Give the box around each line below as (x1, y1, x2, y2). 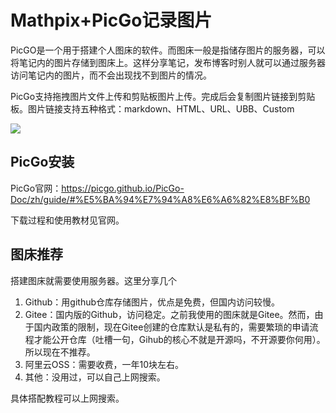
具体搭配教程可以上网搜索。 (10, 392, 125, 404)
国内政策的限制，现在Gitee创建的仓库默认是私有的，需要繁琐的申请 (33, 321, 310, 333)
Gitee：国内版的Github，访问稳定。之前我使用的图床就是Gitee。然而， (24, 308, 315, 320)
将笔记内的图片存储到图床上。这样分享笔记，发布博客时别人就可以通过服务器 (10, 56, 326, 68)
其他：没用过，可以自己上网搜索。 (24, 371, 166, 383)
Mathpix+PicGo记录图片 (10, 9, 213, 32)
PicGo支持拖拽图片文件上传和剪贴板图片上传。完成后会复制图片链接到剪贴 (10, 90, 316, 102)
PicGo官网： (10, 182, 62, 194)
